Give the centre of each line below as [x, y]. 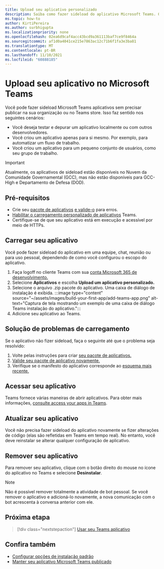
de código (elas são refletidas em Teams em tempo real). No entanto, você [80, 435]
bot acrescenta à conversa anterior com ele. [50, 502]
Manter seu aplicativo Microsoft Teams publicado [62, 561]
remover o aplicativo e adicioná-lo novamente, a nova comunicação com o [80, 497]
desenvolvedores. [30, 133]
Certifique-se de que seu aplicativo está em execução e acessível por [82, 220]
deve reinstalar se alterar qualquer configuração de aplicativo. [68, 441]
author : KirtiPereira [27, 23]
